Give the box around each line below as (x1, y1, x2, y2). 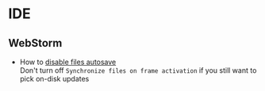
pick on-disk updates (19, 74, 90, 83)
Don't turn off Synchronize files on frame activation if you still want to (19, 66, 257, 75)
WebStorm (8, 36, 63, 50)
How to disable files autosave (19, 57, 117, 66)
